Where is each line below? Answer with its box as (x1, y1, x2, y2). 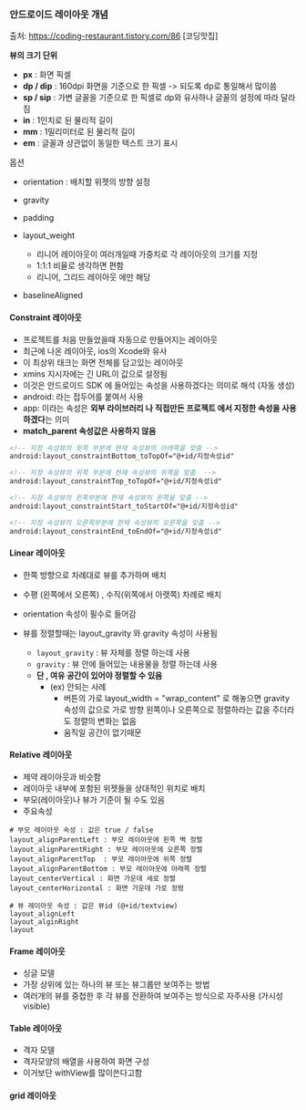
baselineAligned (22, 290, 84, 301)
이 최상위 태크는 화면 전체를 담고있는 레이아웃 (22, 357, 184, 368)
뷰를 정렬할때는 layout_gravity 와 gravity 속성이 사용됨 (22, 628, 219, 638)
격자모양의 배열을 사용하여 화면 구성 (22, 1056, 150, 1067)
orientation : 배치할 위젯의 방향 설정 (22, 176, 151, 188)
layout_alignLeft (9, 909, 76, 918)
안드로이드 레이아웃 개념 (9, 7, 109, 20)
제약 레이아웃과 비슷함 (22, 771, 102, 782)
